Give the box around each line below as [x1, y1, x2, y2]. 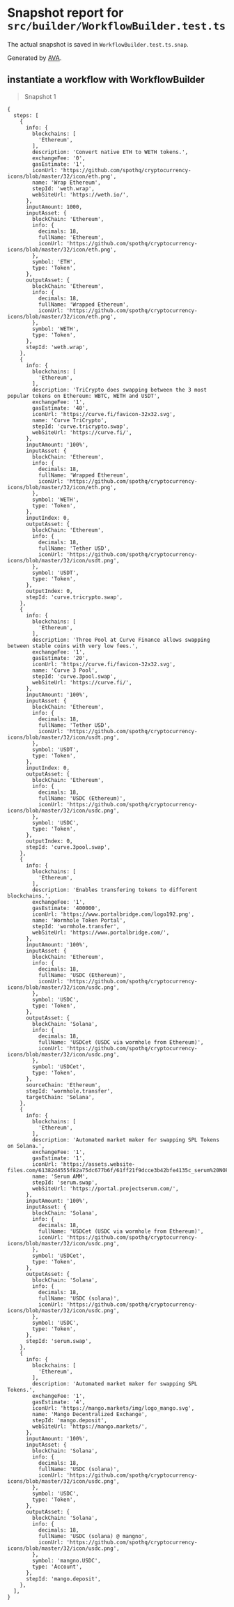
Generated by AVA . [7, 54, 62, 62]
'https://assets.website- [60, 1160, 136, 1168]
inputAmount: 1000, [25, 203, 82, 210]
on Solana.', [7, 1142, 45, 1149]
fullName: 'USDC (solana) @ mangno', [38, 1532, 148, 1539]
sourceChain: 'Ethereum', [25, 1082, 101, 1089]
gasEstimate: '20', [32, 654, 89, 661]
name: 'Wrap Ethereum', [32, 179, 101, 186]
